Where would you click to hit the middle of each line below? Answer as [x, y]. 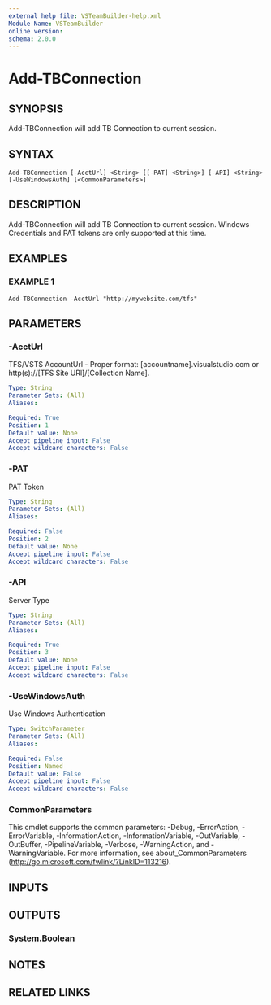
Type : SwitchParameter [47, 729]
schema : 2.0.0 [32, 39]
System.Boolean [42, 938]
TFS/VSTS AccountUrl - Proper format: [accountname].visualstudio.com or [134, 365]
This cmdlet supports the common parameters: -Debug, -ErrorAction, [125, 828]
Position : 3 [28, 653]
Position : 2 [28, 539]
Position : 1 [28, 425]
